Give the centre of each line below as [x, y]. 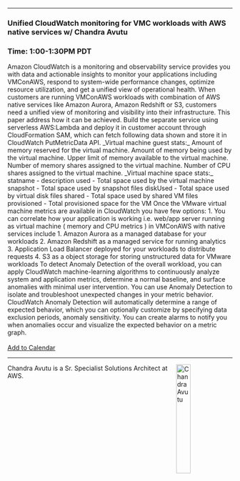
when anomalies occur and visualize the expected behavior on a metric [112, 325]
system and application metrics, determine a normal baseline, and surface [116, 279]
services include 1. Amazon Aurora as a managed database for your [107, 234]
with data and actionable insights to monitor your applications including [112, 74]
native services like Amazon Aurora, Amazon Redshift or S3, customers [112, 105]
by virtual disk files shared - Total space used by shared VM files [103, 196]
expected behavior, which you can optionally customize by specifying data [117, 310]
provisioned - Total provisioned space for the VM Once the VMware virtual [117, 204]
